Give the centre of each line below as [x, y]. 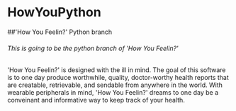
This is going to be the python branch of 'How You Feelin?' [93, 48]
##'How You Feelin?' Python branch [60, 32]
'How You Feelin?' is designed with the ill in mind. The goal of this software [117, 70]
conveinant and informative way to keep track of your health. [96, 100]
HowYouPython [54, 12]
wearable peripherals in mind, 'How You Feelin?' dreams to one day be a [113, 93]
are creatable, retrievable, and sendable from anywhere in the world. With [115, 85]
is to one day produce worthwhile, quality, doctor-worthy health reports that [118, 78]
